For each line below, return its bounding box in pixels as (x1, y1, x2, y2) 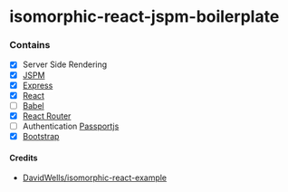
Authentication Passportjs (22, 120, 120, 131)
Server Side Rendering (22, 59, 108, 70)
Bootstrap (22, 130, 60, 141)
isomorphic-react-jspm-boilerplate (9, 6, 280, 27)
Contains (9, 39, 51, 52)
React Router (22, 110, 72, 121)
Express (22, 80, 53, 91)
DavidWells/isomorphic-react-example (22, 172, 168, 183)
